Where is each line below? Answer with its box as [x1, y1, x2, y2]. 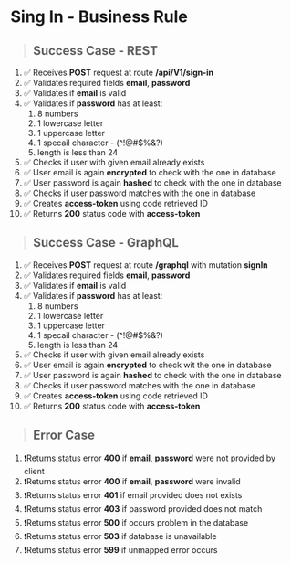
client [23, 465, 45, 476]
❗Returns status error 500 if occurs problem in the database [23, 516, 249, 527]
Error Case [32, 428, 95, 443]
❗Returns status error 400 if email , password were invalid [23, 475, 241, 486]
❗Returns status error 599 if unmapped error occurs [23, 544, 218, 555]
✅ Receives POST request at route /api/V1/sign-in [23, 67, 214, 78]
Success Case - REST [32, 43, 159, 58]
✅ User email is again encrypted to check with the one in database [23, 167, 276, 177]
